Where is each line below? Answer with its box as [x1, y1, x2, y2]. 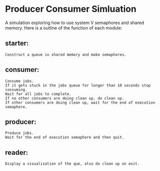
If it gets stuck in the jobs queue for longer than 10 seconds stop [5, 83, 151, 88]
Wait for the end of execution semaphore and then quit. [5, 135, 125, 140]
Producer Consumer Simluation [5, 3, 137, 15]
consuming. [5, 87, 28, 92]
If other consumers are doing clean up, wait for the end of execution [5, 100, 155, 105]
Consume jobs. [5, 79, 34, 84]
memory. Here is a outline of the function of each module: [5, 25, 123, 30]
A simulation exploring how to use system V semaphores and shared [5, 20, 144, 26]
